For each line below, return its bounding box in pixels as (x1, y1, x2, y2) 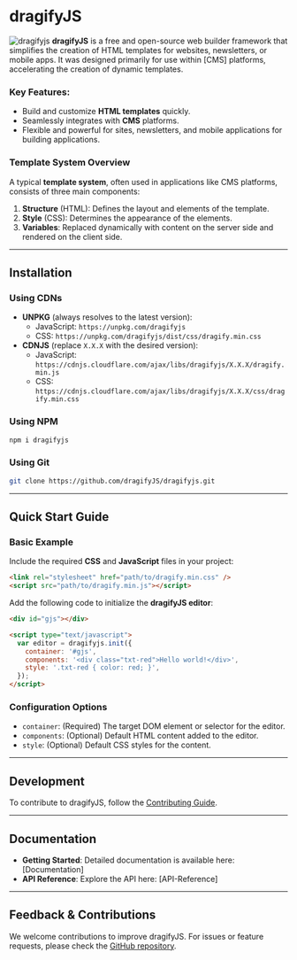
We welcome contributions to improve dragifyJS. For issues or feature (9, 931, 264, 941)
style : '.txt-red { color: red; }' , (25, 663, 161, 672)
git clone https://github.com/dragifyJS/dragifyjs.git (9, 476, 216, 485)
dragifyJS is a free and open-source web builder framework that (51, 35, 288, 46)
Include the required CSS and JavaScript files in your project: (9, 556, 234, 567)
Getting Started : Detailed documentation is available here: (21, 855, 235, 865)
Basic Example (9, 536, 73, 548)
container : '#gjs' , (25, 646, 97, 656)
